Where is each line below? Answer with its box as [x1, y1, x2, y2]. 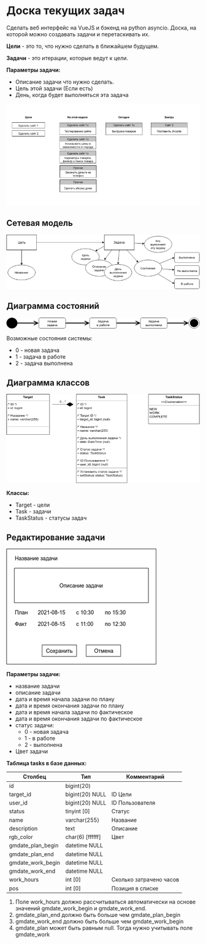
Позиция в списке [111, 884, 159, 892]
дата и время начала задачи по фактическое [15, 708, 134, 716]
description [9, 824, 38, 832]
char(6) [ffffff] [65, 833, 101, 841]
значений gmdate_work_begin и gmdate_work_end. [15, 905, 147, 912]
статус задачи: [15, 721, 55, 728]
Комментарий [126, 773, 165, 781]
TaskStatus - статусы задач [15, 514, 87, 522]
